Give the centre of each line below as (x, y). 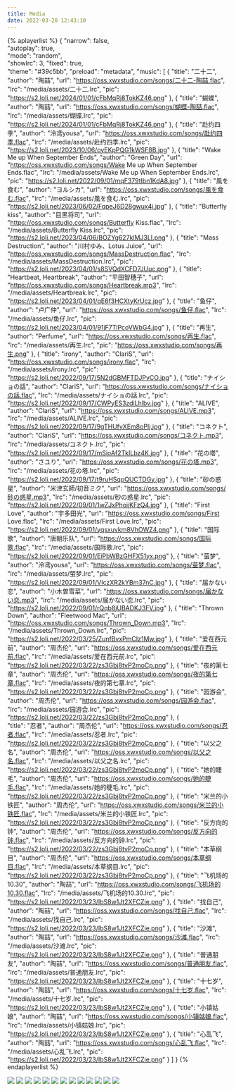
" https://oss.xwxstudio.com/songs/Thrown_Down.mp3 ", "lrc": (97, 623)
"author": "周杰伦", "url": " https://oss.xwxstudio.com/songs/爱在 (112, 647)
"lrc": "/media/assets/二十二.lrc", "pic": (63, 89)
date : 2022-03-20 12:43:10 (47, 20)
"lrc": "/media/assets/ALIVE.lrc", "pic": (63, 418)
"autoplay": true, (31, 48)
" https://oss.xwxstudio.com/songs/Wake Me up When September (103, 165)
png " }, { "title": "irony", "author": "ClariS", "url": (84, 354)
